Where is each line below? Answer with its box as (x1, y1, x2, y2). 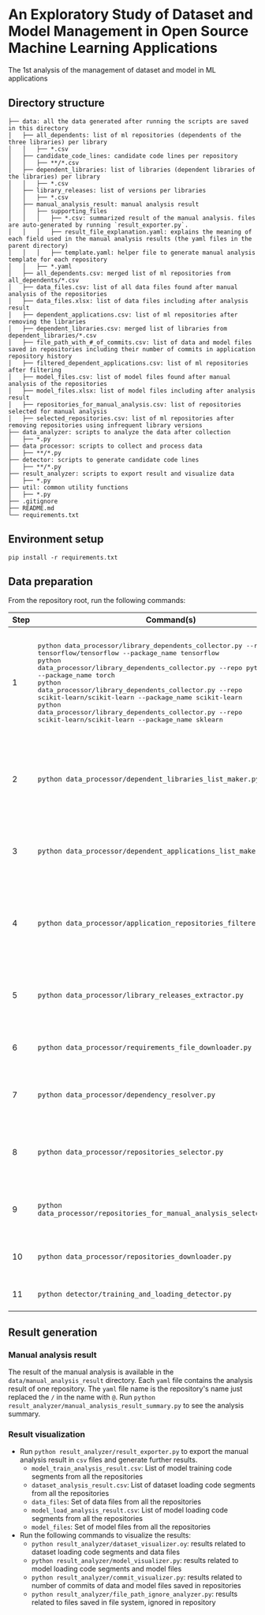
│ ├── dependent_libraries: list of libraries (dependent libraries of (8, 166, 256, 174)
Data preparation (8, 575, 93, 588)
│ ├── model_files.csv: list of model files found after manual (8, 373, 231, 380)
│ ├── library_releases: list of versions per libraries (8, 186, 207, 194)
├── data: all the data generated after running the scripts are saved (8, 117, 248, 126)
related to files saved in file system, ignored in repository (31, 1598, 216, 1607)
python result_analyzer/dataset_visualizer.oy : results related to (31, 1539, 246, 1549)
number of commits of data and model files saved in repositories (31, 1581, 242, 1591)
